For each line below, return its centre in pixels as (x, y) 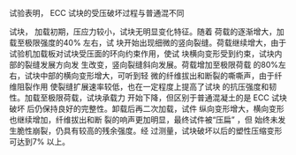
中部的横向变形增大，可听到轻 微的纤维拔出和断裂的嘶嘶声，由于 (157, 76)
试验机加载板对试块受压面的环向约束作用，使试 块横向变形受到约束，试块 (142, 54)
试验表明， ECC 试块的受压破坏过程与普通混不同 (97, 13)
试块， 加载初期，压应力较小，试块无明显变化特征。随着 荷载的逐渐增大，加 (147, 32)
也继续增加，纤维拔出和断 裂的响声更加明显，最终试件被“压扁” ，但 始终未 (144, 120)
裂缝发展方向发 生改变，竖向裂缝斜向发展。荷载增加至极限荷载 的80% (152, 65)
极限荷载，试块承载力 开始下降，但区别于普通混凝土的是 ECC (158, 98)
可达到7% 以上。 (40, 142)
